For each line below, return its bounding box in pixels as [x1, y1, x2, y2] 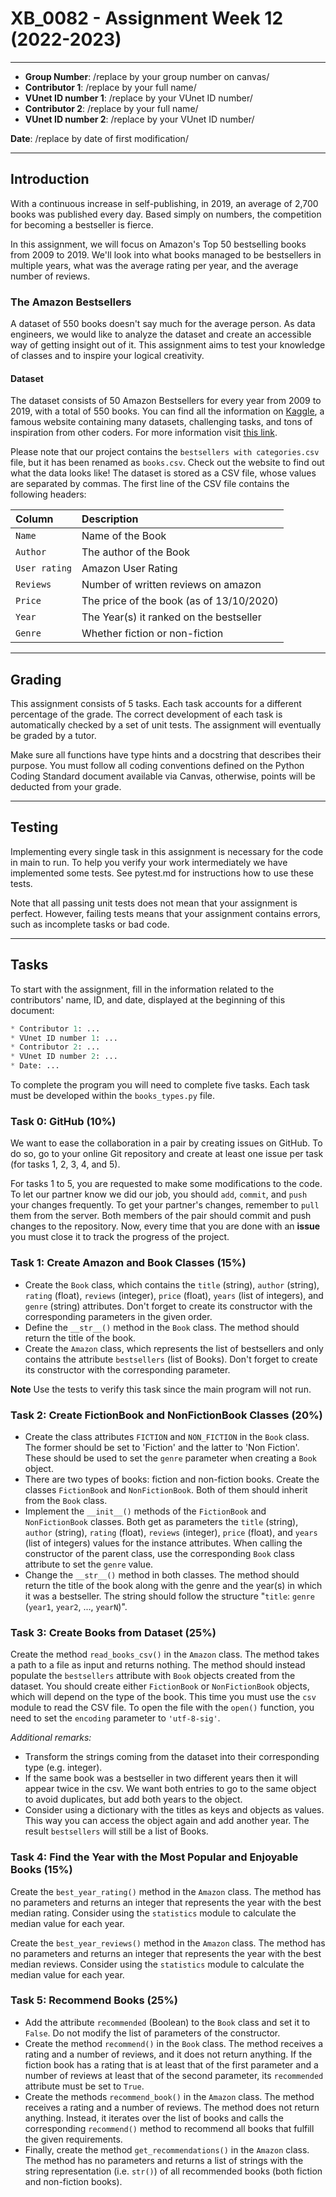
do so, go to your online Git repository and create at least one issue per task [10, 1148, 324, 1160]
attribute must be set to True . [24, 2080, 145, 2092]
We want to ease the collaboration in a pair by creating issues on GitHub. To [10, 1137, 323, 1149]
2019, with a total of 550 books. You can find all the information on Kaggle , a [10, 405, 325, 417]
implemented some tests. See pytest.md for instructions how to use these [10, 867, 314, 879]
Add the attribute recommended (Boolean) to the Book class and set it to [24, 2016, 311, 2028]
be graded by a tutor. [10, 730, 97, 742]
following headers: [10, 488, 87, 501]
